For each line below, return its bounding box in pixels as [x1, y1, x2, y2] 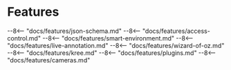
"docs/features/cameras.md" [7, 56, 91, 64]
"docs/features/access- [142, 27, 211, 35]
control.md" [7, 34, 41, 42]
